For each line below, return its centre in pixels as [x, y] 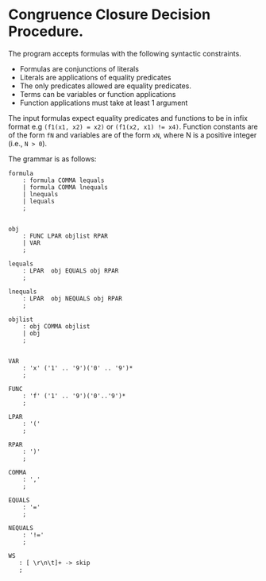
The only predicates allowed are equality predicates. [106, 86]
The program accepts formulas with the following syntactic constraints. [125, 53]
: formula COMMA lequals [64, 180]
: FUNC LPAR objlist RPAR [66, 236]
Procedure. [46, 31]
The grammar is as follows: [52, 159]
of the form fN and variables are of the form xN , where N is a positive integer [133, 135]
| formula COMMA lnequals [66, 187]
